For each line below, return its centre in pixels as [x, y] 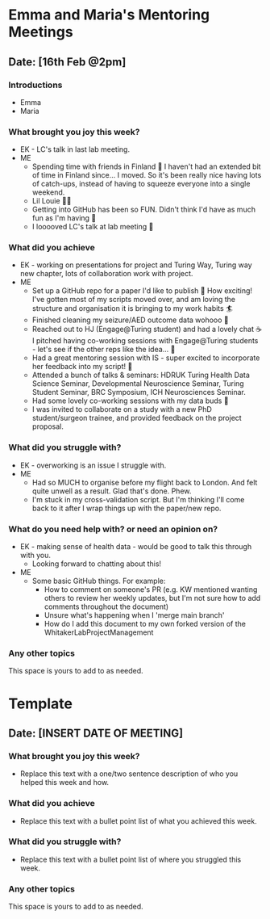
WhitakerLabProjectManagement [99, 632]
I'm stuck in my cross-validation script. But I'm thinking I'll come [138, 499]
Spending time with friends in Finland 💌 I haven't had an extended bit [146, 166]
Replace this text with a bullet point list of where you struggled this [131, 859]
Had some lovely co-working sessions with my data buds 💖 [130, 401]
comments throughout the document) [106, 606]
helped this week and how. [64, 783]
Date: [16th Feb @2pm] [67, 62]
